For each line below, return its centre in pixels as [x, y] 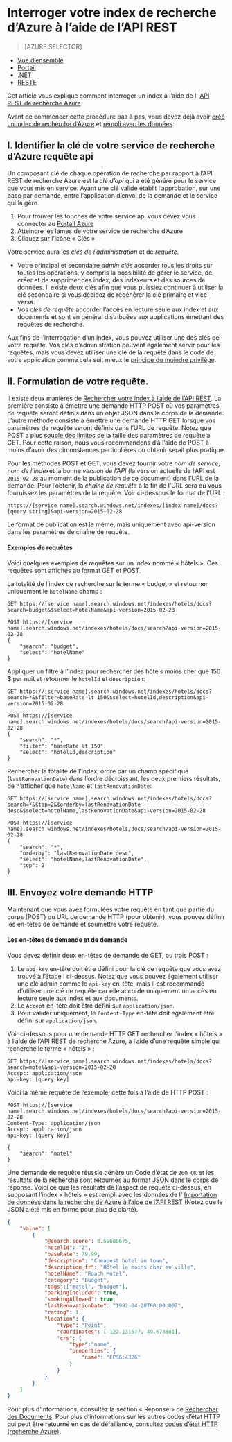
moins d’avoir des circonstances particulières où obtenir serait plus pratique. [116, 449]
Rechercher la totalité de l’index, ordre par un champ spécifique [98, 771]
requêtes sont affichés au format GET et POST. [74, 570]
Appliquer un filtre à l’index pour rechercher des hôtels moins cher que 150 [114, 671]
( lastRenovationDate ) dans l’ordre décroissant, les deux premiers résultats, [114, 778]
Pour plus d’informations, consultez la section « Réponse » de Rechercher [113, 1409]
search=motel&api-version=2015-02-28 [62, 1067]
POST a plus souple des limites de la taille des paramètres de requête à [109, 435]
